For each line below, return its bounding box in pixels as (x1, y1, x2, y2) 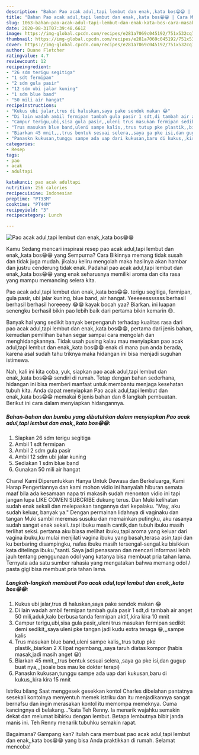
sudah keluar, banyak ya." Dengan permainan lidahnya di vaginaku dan (6, 509, 179, 516)
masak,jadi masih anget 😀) (14, 651, 82, 658)
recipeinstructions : (6, 102, 57, 109)
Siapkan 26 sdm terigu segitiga (14, 434, 91, 442)
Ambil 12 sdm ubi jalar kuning (14, 453, 86, 460)
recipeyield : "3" (6, 207, 49, 213)
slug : (6, 20, 20, 26)
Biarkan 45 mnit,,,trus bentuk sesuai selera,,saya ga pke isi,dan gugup (14, 657, 187, 664)
